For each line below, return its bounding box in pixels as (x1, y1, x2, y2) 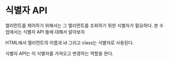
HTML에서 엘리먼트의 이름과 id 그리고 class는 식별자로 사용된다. (5, 39, 134, 46)
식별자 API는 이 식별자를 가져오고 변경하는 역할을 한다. (5, 50, 114, 56)
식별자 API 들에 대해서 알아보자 (23, 28, 86, 35)
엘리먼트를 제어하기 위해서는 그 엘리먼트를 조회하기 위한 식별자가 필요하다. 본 (5, 22, 159, 28)
